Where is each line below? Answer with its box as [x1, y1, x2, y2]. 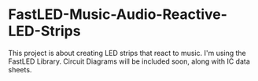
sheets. [8, 64, 32, 74]
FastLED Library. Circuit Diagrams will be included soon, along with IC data [8, 57, 250, 66]
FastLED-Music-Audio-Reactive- [8, 6, 228, 24]
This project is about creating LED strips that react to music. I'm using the [8, 48, 246, 57]
